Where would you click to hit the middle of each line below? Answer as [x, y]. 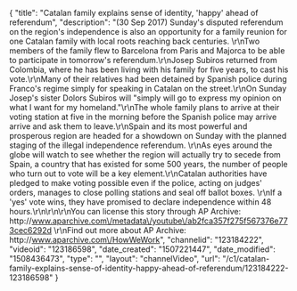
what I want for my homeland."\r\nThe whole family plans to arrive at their [144, 107]
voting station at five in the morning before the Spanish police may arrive [143, 117]
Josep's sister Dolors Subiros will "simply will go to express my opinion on [146, 98]
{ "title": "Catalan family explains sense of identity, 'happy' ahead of [134, 13]
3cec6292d [30, 230]
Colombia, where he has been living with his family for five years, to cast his [149, 69]
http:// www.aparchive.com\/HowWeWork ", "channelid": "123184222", [137, 240]
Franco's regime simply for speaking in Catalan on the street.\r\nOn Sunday [148, 89]
